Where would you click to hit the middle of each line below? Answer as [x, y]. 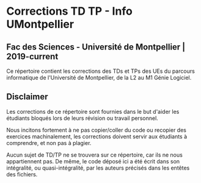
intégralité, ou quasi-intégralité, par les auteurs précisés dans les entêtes [98, 168]
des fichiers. [22, 174]
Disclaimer [27, 97]
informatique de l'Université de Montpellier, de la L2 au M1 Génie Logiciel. [99, 77]
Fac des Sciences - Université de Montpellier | [96, 47]
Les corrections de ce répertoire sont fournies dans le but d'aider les [93, 111]
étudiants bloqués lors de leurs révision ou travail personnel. [82, 118]
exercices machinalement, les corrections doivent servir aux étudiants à [97, 136]
